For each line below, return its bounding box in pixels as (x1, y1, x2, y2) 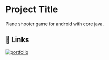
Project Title (5, 4, 58, 15)
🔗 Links (5, 35, 29, 44)
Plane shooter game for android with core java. (5, 21, 104, 27)
